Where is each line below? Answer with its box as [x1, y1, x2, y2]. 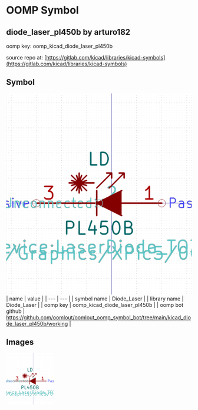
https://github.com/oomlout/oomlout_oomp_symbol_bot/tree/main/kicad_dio [6, 313, 192, 321]
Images [6, 337, 34, 348]
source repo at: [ [6, 54, 47, 61]
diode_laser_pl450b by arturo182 [6, 27, 131, 37]
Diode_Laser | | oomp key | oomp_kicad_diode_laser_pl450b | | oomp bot [6, 301, 184, 308]
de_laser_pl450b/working [6, 320, 68, 327]
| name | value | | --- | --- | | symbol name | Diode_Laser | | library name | [6, 295, 184, 302]
